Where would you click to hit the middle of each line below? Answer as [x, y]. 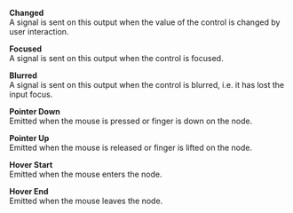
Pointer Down [35, 111]
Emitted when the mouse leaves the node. [86, 201]
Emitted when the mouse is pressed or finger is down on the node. [131, 121]
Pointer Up [29, 138]
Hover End [29, 191]
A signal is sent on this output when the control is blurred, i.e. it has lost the [147, 85]
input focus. [31, 94]
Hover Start [31, 165]
